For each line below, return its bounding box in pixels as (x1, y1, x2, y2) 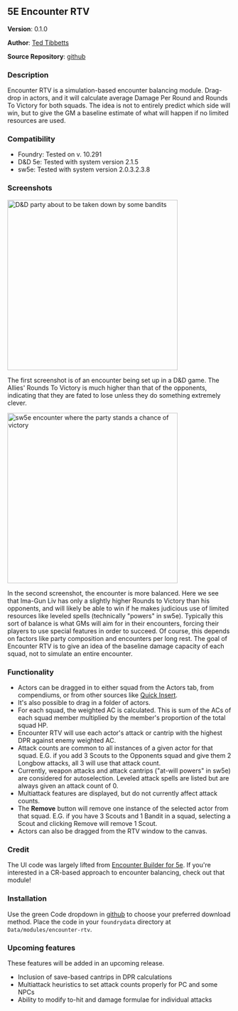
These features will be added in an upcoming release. (7, 958, 165, 967)
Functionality (7, 667, 55, 677)
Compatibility (7, 134, 55, 144)
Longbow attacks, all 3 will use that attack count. (17, 759, 161, 767)
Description (7, 70, 49, 80)
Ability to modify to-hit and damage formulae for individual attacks (17, 995, 212, 1004)
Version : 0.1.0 (7, 24, 48, 33)
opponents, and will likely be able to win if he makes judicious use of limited (7, 604, 229, 613)
